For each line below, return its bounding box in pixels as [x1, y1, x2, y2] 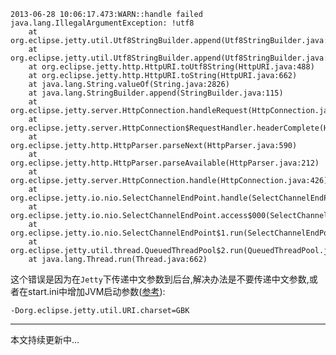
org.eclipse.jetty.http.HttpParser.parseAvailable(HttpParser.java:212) [10, 158, 320, 168]
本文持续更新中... [10, 334, 80, 345]
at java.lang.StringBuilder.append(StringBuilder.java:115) [28, 88, 284, 98]
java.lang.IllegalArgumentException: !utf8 [10, 18, 195, 28]
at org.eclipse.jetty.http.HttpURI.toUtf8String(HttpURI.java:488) [28, 62, 315, 72]
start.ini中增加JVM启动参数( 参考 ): [27, 286, 166, 297]
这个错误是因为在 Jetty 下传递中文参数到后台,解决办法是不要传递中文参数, [10, 273, 310, 285]
